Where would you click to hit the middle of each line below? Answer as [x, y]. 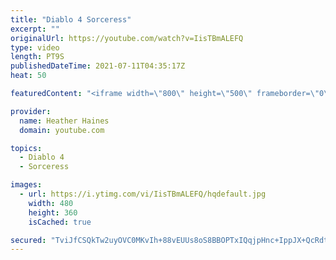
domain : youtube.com [62, 130]
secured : [28, 240]
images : [26, 185]
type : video [35, 47]
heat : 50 [28, 76]
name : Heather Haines [64, 121]
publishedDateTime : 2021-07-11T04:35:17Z [98, 66]
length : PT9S [37, 57]
